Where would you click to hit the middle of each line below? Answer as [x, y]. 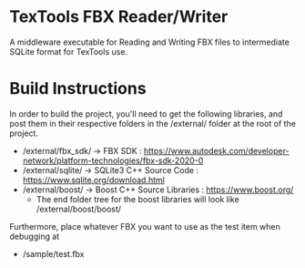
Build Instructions [78, 89]
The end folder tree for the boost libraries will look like [137, 199]
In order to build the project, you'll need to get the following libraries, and [146, 113]
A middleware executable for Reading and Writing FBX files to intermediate [149, 42]
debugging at [35, 236]
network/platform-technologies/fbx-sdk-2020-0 [113, 160]
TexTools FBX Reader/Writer [119, 17]
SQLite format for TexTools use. [69, 51]
